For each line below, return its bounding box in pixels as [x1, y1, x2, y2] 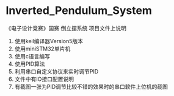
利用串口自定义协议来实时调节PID [14, 67, 99, 75]
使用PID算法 [14, 60, 45, 67]
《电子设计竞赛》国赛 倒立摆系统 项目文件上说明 [5, 24, 126, 32]
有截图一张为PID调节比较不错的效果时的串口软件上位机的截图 [14, 83, 169, 90]
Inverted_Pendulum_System [5, 4, 152, 18]
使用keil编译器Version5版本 [14, 37, 84, 44]
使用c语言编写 [14, 52, 50, 60]
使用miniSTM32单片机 [14, 45, 71, 52]
